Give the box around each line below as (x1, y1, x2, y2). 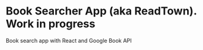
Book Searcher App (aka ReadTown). (6, 4, 197, 18)
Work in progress (6, 17, 96, 31)
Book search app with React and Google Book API (6, 37, 132, 44)
